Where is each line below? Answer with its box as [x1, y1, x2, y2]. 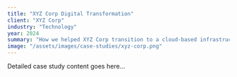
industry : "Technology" [7, 23, 78, 30]
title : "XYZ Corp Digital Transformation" [7, 10, 134, 17]
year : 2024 [7, 29, 39, 37]
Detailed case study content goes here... [7, 62, 126, 70]
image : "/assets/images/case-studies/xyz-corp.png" [7, 43, 162, 50]
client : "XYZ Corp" [7, 17, 65, 24]
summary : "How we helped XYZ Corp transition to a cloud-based [7, 36, 197, 43]
